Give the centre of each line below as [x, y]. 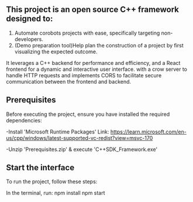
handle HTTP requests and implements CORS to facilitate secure [84, 75]
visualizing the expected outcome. [56, 52]
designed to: [30, 19]
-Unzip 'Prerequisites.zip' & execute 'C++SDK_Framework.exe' [82, 149]
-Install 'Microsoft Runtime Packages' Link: [58, 132]
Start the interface [40, 168]
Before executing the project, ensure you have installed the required [88, 114]
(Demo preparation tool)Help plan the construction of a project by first [99, 45]
